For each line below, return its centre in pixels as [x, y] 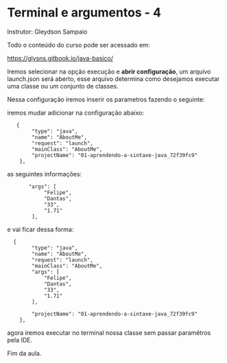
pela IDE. [20, 340]
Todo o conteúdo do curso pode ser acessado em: [79, 45]
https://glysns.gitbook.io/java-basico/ [60, 58]
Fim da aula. [24, 353]
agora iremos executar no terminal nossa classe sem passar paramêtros [109, 332]
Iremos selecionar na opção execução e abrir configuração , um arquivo [109, 71]
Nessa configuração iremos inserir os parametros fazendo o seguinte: [106, 99]
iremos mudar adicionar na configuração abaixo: [75, 113]
